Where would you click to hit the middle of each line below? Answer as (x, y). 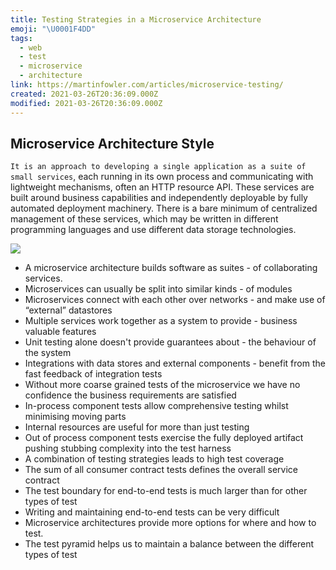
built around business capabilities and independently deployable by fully (159, 198)
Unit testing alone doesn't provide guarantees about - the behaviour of (170, 342)
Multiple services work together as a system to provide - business (161, 321)
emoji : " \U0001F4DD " (53, 29)
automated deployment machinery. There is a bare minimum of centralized (164, 208)
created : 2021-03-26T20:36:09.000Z (84, 94)
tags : (21, 38)
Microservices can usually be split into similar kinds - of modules (158, 289)
